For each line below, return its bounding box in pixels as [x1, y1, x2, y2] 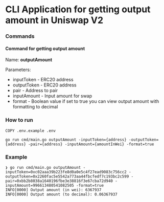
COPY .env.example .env [5, 128, 56, 133]
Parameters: [5, 66, 31, 73]
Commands [5, 33, 35, 40]
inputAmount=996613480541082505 [5, 183, 74, 188]
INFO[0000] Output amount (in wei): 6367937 [5, 187, 102, 192]
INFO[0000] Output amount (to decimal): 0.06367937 [5, 192, 118, 197]
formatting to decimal [12, 104, 58, 110]
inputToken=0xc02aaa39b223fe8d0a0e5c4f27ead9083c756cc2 [5, 169, 127, 174]
